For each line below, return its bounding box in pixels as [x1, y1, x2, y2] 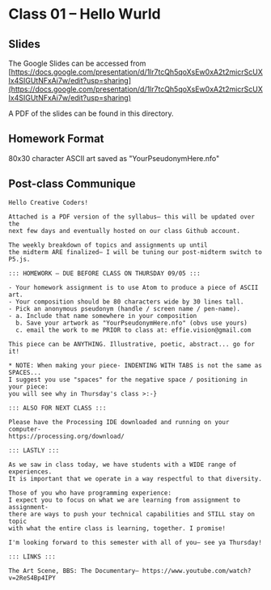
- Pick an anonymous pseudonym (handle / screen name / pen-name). [8, 304, 241, 312]
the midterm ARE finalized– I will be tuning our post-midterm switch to [8, 248, 263, 256]
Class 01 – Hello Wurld [8, 5, 161, 23]
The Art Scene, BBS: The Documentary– [8, 567, 139, 575]
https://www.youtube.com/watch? [142, 567, 252, 575]
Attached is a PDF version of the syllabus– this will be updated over [8, 212, 255, 221]
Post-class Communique [8, 177, 136, 191]
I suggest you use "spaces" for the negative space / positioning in [8, 376, 248, 384]
